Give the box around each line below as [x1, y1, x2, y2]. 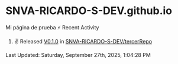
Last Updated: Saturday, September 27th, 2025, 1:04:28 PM [5, 51, 151, 58]
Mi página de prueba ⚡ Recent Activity [5, 23, 99, 31]
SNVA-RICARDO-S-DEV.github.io [5, 4, 173, 18]
